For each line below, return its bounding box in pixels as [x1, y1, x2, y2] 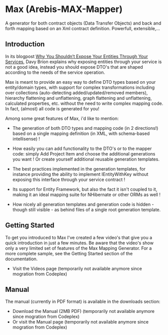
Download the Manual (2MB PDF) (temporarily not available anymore [12, 308, 155, 314]
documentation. [5, 256, 38, 262]
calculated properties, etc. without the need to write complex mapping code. [5, 100, 163, 106]
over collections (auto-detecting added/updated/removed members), [5, 89, 148, 96]
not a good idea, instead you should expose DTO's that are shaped [5, 64, 143, 70]
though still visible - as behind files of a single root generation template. [12, 207, 161, 213]
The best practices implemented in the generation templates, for [12, 165, 146, 172]
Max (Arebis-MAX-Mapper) [5, 4, 123, 15]
